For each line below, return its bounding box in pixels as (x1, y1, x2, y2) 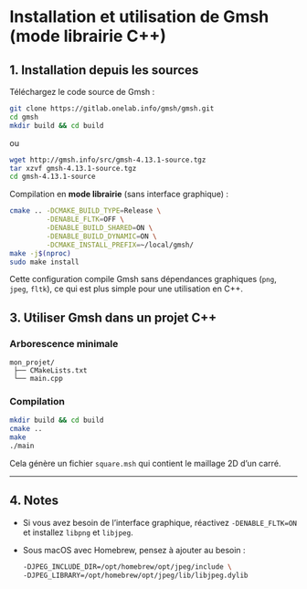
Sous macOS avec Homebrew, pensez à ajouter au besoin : (22, 544, 246, 555)
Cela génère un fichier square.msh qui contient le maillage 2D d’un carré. (9, 458, 281, 468)
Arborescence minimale (9, 337, 119, 350)
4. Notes (9, 493, 59, 509)
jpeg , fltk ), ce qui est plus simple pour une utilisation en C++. (9, 283, 244, 294)
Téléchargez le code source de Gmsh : (9, 87, 155, 97)
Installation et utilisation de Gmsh (9, 6, 270, 27)
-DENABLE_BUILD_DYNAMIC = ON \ (46, 231, 157, 241)
